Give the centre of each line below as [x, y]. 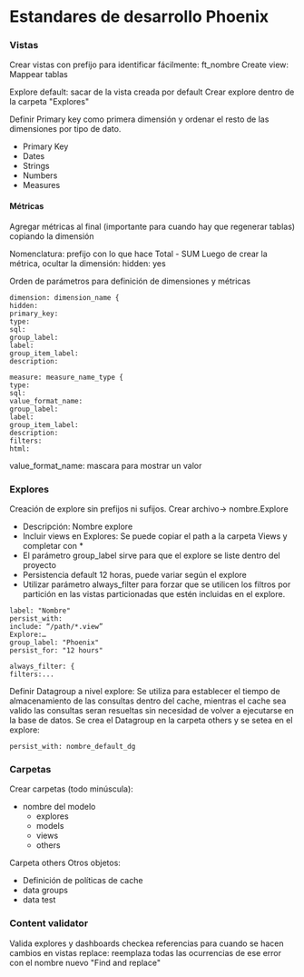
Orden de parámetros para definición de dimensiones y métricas [130, 281]
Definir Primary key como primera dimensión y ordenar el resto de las [139, 119]
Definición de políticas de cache [83, 881]
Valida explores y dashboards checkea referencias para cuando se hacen [147, 943]
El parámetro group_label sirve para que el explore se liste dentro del [151, 555]
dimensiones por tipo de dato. [65, 129]
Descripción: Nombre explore [78, 526]
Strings [36, 166]
